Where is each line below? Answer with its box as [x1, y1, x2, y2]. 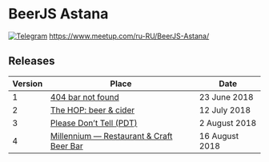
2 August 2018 [199, 117, 257, 128]
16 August [199, 130, 239, 141]
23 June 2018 [199, 91, 254, 102]
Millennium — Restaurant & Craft [50, 130, 173, 141]
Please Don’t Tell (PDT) [50, 117, 138, 128]
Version [12, 77, 43, 89]
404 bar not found [50, 91, 120, 102]
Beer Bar [50, 140, 84, 152]
